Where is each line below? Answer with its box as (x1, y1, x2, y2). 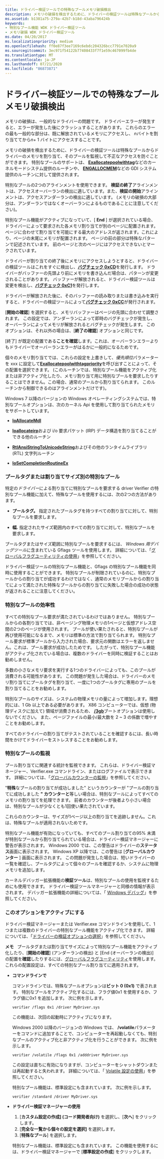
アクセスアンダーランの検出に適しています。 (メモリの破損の (26, 194, 148, 200)
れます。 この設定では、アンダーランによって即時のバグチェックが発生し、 (5, 315, 155, 321)
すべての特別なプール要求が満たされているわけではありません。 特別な (5, 614, 147, 619)
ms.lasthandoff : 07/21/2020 (5, 62, 62, 67)
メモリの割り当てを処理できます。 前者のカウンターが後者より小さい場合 (5, 797, 151, 803)
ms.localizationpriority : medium (5, 39, 73, 44)
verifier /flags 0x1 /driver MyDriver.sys (12, 1005, 100, 1010)
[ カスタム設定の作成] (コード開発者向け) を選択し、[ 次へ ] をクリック (19, 1114, 157, 1120)
